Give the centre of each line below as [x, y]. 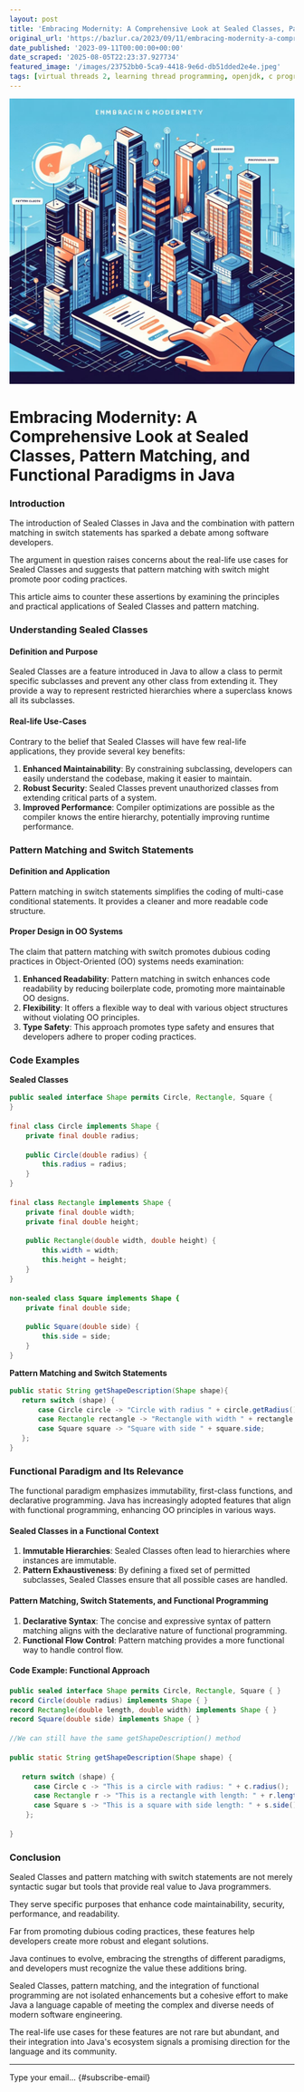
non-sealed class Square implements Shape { [95, 1298]
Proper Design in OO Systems [66, 931]
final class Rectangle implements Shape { [90, 1202]
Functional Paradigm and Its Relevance [96, 1470]
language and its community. [63, 2051]
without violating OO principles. [81, 1017]
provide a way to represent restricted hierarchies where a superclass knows [151, 691]
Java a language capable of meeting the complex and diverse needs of [142, 2005]
